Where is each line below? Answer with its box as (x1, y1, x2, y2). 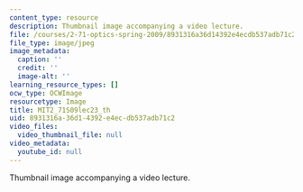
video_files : (9, 123, 59, 132)
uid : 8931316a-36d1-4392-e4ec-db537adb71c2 (9, 114, 176, 123)
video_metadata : (9, 139, 70, 148)
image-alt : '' (17, 72, 70, 81)
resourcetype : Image (9, 96, 87, 106)
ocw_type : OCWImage (9, 88, 83, 97)
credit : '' (17, 64, 59, 73)
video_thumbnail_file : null (17, 131, 124, 140)
